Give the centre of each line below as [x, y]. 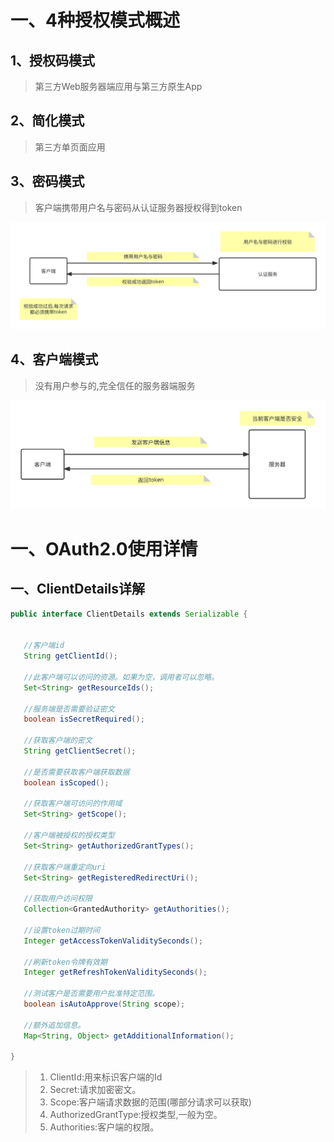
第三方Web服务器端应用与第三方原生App [118, 86]
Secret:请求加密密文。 [95, 1090]
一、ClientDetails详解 [78, 589]
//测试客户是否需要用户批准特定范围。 [91, 994]
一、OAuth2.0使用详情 [104, 548]
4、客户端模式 [54, 359]
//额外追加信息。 [54, 1025]
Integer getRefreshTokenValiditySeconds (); [115, 972]
